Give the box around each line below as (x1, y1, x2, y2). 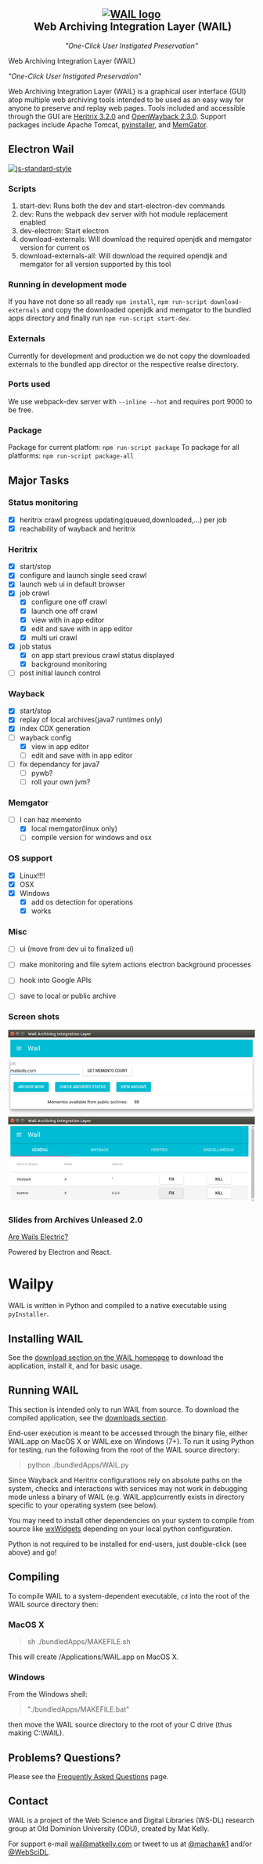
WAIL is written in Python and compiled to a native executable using (8, 1301, 227, 1310)
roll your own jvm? (31, 777, 91, 786)
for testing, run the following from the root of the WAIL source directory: (8, 1445, 240, 1454)
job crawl (19, 588, 50, 598)
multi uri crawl (31, 633, 77, 642)
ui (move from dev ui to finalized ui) (19, 944, 135, 954)
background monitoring (31, 659, 107, 668)
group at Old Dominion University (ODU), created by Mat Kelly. (8, 1823, 210, 1833)
